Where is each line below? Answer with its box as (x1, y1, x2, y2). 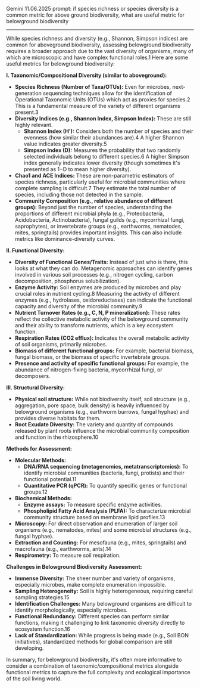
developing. (14, 644, 44, 652)
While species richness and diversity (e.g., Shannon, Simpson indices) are (6, 35, 188, 42)
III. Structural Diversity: (6, 384, 65, 391)
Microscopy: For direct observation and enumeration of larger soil (14, 520, 178, 527)
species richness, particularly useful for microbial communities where (14, 178, 186, 185)
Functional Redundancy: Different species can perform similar (14, 613, 170, 619)
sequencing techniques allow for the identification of (42, 89, 173, 97)
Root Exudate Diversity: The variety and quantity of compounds (14, 421, 174, 428)
